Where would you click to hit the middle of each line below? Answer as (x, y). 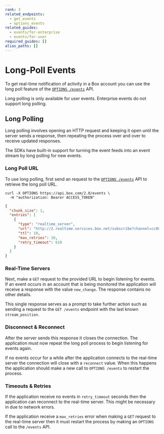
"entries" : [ (23, 215)
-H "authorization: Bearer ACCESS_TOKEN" (52, 197)
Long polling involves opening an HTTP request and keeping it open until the (82, 130)
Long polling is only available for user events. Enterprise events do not (76, 98)
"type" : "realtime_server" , (47, 224)
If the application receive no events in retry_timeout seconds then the (76, 397)
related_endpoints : (25, 14)
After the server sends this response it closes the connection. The (72, 338)
